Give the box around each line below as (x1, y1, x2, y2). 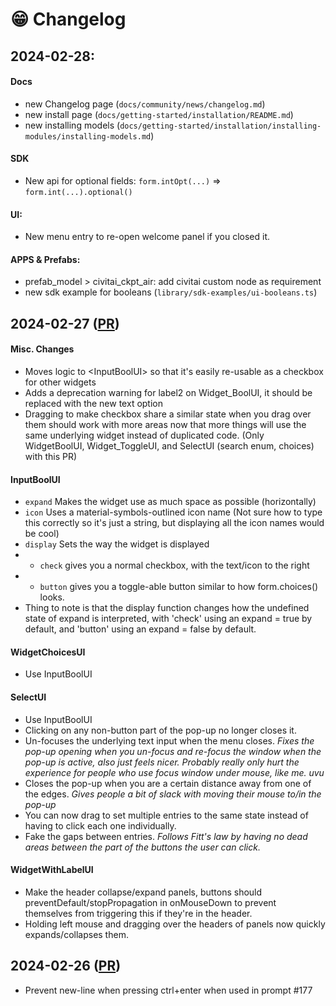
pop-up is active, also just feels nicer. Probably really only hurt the (24, 756, 300, 768)
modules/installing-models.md (24, 131, 152, 142)
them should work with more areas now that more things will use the (24, 418, 307, 430)
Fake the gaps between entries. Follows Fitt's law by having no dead (24, 830, 308, 842)
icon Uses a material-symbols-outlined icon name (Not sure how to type (24, 506, 323, 518)
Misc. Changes (10, 343, 75, 355)
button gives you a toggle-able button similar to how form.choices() (39, 581, 319, 593)
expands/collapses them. (24, 928, 129, 940)
